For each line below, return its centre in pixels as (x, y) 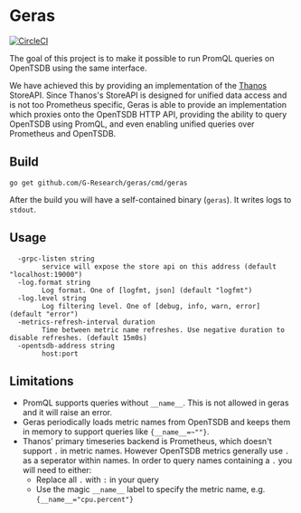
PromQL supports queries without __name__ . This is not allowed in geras (155, 403)
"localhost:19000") (46, 274)
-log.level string (52, 298)
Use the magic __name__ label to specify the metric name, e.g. (150, 489)
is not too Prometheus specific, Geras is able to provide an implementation (148, 104)
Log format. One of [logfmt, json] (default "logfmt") (147, 290)
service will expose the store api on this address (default (160, 266)
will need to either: (57, 470)
